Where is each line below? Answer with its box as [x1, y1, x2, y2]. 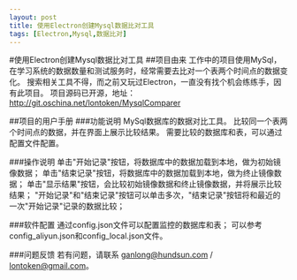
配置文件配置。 [9, 138, 64, 148]
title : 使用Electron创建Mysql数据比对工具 [9, 21, 155, 30]
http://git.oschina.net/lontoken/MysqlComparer [9, 98, 181, 109]
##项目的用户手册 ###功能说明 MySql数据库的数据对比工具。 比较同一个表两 [9, 116, 288, 126]
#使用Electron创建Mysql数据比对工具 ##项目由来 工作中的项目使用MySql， [9, 55, 282, 65]
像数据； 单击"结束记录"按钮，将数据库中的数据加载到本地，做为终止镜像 [9, 168, 274, 178]
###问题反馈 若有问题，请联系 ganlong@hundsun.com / [9, 249, 214, 261]
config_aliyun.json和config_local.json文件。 [9, 231, 168, 241]
